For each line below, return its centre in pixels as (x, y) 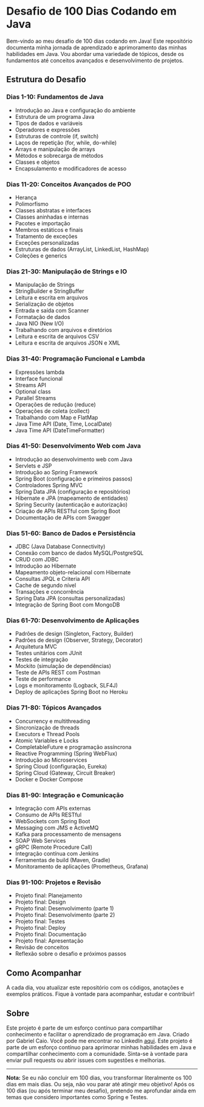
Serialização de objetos (44, 304)
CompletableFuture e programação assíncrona (73, 747)
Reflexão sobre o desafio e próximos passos (70, 954)
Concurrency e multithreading (53, 721)
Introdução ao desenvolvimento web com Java (73, 459)
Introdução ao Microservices (51, 760)
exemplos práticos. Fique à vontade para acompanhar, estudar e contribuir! (100, 994)
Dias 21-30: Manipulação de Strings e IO (67, 271)
